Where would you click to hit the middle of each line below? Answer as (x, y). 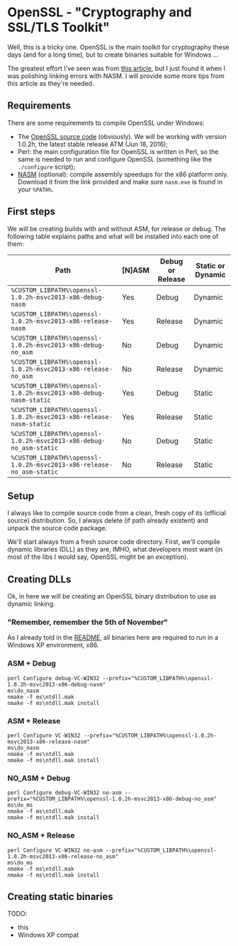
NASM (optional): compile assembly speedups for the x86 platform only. (123, 174)
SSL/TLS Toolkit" (58, 27)
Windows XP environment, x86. (53, 645)
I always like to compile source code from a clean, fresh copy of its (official (117, 513)
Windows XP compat (48, 935)
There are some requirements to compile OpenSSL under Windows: (106, 123)
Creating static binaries (60, 897)
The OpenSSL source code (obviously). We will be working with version (122, 136)
